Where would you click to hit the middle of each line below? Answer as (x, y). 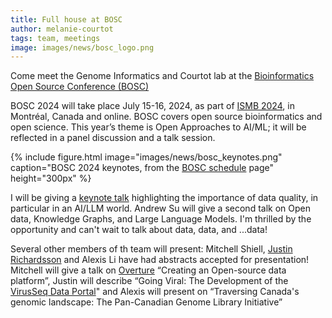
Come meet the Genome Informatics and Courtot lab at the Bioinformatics (162, 76)
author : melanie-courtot (62, 29)
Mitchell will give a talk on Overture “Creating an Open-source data (148, 270)
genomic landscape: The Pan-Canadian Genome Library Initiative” (146, 302)
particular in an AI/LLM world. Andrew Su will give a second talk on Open (160, 208)
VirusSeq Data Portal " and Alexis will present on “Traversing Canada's (155, 292)
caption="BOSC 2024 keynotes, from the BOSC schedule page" (142, 168)
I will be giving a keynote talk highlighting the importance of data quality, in (164, 198)
